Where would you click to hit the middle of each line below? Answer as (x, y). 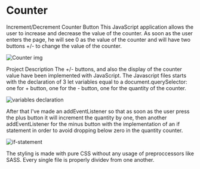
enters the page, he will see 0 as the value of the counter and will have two (99, 39)
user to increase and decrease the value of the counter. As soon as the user (99, 33)
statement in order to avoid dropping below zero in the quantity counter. (95, 130)
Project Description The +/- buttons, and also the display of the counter (94, 69)
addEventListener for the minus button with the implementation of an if (93, 124)
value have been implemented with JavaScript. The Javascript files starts (96, 75)
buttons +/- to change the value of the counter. (64, 46)
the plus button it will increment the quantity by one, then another (87, 118)
